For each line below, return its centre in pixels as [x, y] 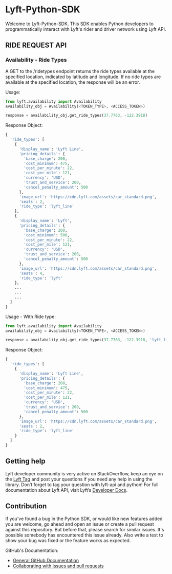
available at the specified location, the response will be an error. [73, 82]
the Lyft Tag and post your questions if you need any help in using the [79, 479]
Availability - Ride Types [36, 60]
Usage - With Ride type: [31, 317]
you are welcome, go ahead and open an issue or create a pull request [80, 524]
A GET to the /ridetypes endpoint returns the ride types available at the [80, 71]
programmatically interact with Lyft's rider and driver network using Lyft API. [86, 29]
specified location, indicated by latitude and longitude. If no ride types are [83, 77]
